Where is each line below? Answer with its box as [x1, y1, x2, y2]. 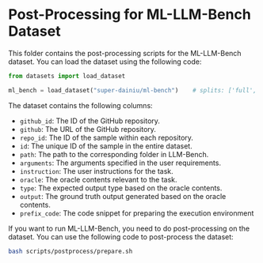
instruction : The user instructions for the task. [19, 166, 174, 175]
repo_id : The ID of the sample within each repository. [19, 133, 194, 142]
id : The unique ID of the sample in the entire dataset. [19, 141, 192, 151]
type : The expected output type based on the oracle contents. [19, 183, 223, 193]
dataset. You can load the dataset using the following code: [8, 57, 202, 66]
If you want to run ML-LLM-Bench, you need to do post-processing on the [8, 224, 250, 233]
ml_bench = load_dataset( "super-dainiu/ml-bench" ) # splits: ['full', [8, 86, 257, 94]
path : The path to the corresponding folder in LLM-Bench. [19, 149, 209, 159]
